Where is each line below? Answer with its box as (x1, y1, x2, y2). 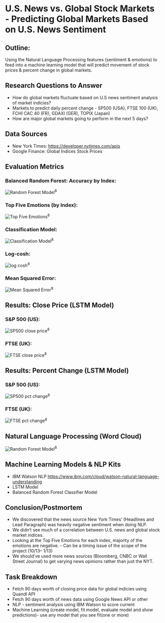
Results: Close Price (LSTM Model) (5, 301, 114, 310)
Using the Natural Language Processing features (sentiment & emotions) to (5, 57, 158, 62)
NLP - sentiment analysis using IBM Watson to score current (12, 602, 135, 608)
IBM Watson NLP (12, 473, 47, 479)
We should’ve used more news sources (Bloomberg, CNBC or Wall (12, 553, 147, 559)
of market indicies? (12, 100, 51, 106)
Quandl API (12, 591, 35, 597)
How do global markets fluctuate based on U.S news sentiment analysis (12, 94, 158, 100)
